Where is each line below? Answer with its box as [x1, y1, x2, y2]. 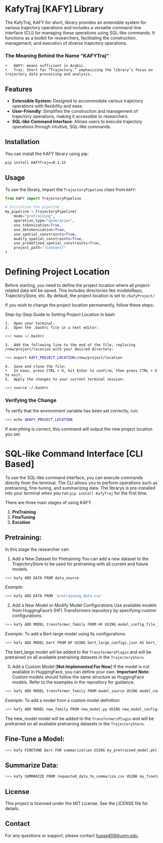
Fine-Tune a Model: [5, 735, 65, 743]
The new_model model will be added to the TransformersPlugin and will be [5, 716, 154, 721]
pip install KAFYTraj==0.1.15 [5, 160, 66, 165]
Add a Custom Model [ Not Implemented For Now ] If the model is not [12, 664, 150, 669]
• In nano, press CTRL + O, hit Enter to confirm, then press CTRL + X [5, 368, 158, 373]
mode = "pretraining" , [14, 214, 55, 219]
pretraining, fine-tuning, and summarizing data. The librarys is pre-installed [5, 485, 156, 491]
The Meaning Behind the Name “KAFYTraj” [5, 52, 109, 59]
